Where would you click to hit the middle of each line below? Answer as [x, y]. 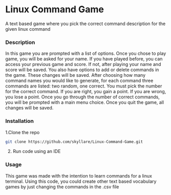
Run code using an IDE [37, 151]
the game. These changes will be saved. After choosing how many [76, 75]
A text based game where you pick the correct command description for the [85, 24]
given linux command [28, 29]
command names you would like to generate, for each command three [79, 81]
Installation [20, 121]
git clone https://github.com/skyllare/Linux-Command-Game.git [74, 142]
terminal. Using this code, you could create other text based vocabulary [81, 181]
